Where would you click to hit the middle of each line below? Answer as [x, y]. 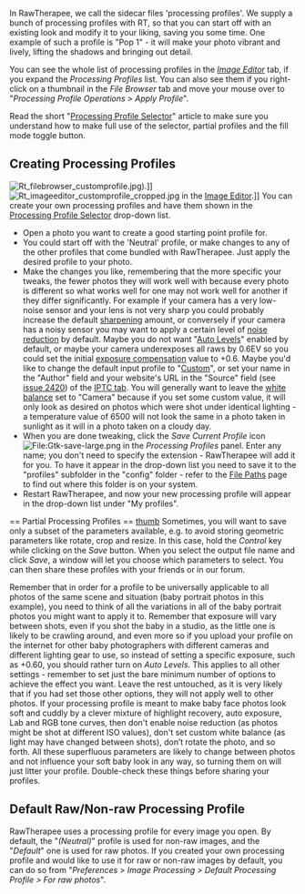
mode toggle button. [48, 135]
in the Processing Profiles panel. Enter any [202, 445]
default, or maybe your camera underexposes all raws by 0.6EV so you [155, 349]
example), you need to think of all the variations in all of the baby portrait [146, 606]
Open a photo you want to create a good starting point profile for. [145, 232]
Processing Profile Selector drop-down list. [90, 215]
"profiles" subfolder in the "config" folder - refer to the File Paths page [155, 474]
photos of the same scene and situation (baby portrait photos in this [137, 596]
